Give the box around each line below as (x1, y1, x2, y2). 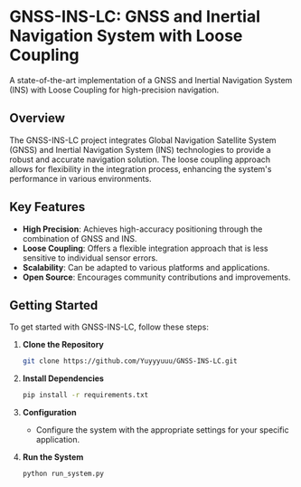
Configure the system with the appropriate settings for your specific (35, 425, 289, 435)
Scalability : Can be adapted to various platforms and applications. (22, 262, 270, 272)
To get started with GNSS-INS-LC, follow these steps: (9, 321, 210, 332)
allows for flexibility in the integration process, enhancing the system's (9, 163, 272, 174)
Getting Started (9, 297, 99, 313)
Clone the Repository (22, 339, 104, 350)
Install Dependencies (22, 373, 104, 384)
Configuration (22, 407, 77, 418)
